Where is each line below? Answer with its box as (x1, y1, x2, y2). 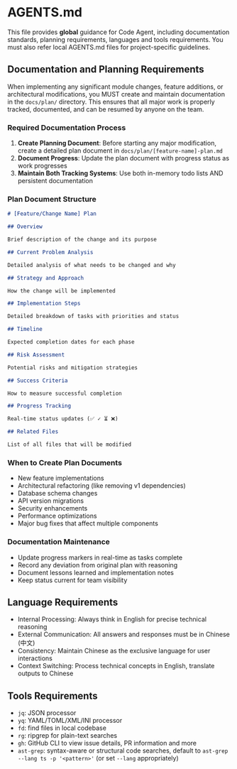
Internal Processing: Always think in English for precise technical (17, 615, 207, 623)
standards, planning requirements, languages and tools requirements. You (7, 35, 224, 43)
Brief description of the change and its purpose (7, 236, 158, 244)
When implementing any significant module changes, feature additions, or (7, 82, 224, 91)
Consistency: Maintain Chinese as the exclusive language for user (17, 647, 211, 655)
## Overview (7, 223, 43, 231)
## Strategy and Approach (7, 274, 84, 281)
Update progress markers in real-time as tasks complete (17, 553, 183, 562)
